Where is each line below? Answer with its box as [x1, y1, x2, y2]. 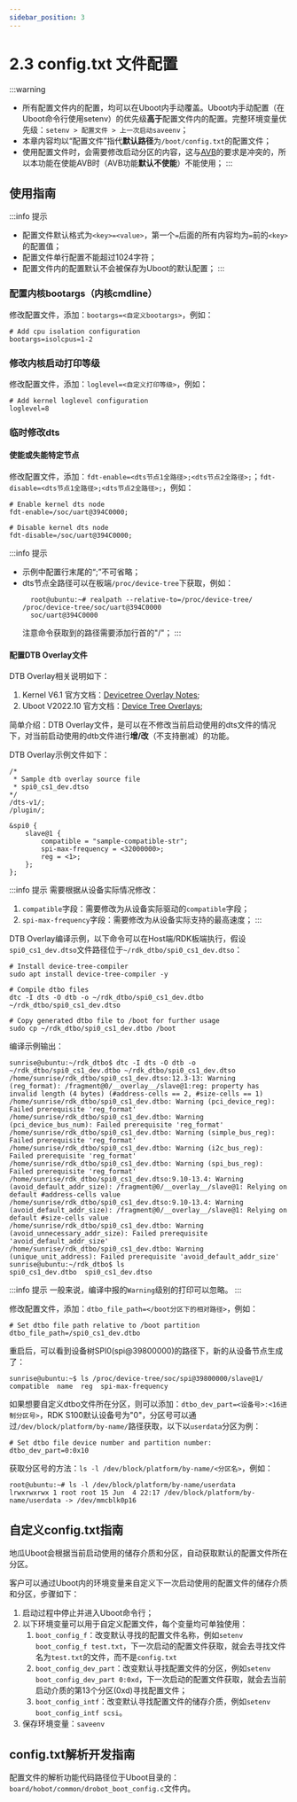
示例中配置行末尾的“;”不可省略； [21, 566, 141, 577]
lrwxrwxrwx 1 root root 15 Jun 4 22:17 [9, 1488, 161, 1498]
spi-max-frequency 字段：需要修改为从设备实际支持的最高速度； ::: [21, 915, 262, 925]
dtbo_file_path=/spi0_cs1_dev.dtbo [9, 1329, 141, 1338]
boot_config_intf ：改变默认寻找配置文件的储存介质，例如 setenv [35, 1697, 271, 1707]
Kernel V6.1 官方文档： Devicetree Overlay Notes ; [21, 690, 200, 700]
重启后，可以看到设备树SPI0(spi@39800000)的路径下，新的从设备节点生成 [9, 1346, 284, 1356]
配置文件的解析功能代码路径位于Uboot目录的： [9, 1772, 180, 1782]
